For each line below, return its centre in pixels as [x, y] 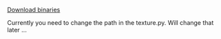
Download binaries [34, 10]
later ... [17, 30]
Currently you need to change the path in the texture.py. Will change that [110, 23]
